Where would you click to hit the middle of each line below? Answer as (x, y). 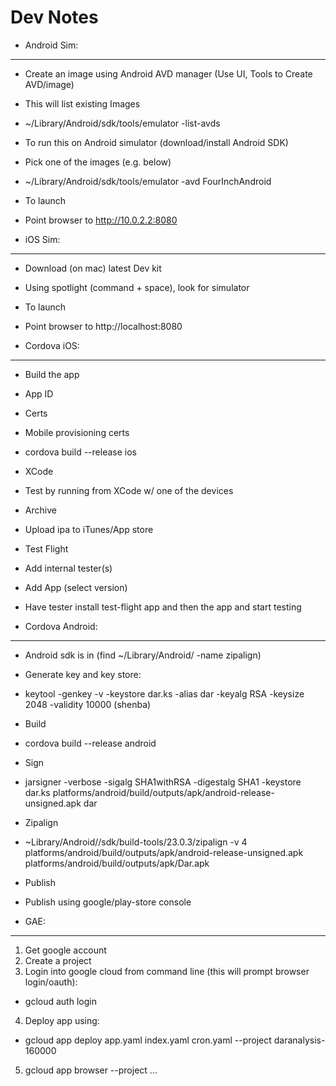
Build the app (52, 374)
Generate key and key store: (83, 674)
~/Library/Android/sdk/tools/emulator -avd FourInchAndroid (148, 181)
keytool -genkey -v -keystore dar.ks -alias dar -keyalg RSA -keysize (164, 693)
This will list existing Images (82, 103)
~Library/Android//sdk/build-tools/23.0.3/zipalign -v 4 (136, 842)
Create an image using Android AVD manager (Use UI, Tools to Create (168, 73)
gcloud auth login (60, 1001)
